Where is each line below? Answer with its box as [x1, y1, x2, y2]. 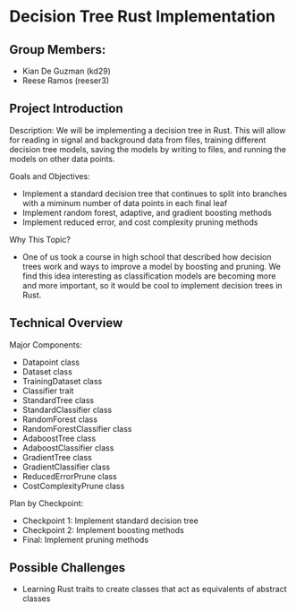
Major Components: [9, 339, 82, 350]
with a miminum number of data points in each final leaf [21, 197, 228, 208]
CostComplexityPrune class [21, 480, 125, 491]
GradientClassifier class [21, 461, 110, 472]
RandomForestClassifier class [21, 423, 132, 434]
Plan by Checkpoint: [9, 497, 84, 508]
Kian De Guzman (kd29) [21, 65, 112, 76]
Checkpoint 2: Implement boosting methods [21, 524, 185, 535]
